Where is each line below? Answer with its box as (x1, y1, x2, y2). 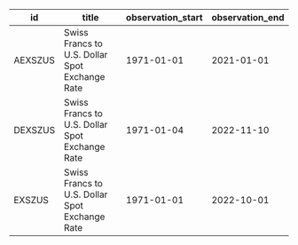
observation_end (211, 12, 285, 23)
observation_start (125, 12, 203, 23)
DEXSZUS (13, 124, 56, 136)
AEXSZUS (13, 54, 55, 66)
